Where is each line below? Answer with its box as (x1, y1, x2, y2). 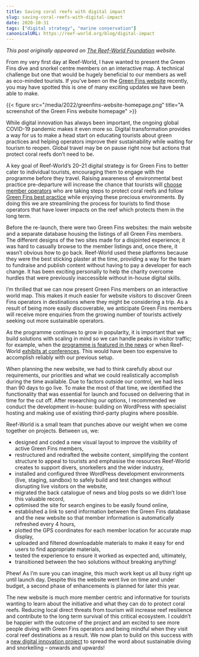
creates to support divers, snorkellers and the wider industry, (14, 464, 164, 471)
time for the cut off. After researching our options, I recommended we (6, 397, 176, 404)
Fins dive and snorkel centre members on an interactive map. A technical (6, 65, 185, 72)
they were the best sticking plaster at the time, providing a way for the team (6, 255, 191, 262)
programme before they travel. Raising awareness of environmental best (6, 175, 182, 182)
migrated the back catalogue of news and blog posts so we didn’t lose (14, 489, 187, 496)
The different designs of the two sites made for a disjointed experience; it (6, 236, 185, 243)
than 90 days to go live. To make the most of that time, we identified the (6, 384, 182, 392)
